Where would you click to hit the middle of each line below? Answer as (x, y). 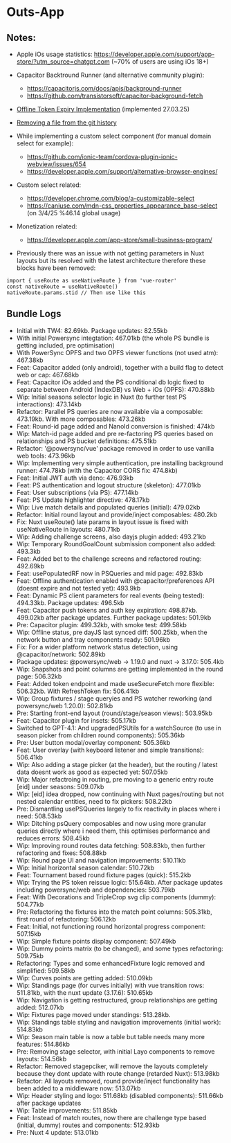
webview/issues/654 (57, 164)
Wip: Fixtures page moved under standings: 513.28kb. (93, 1014)
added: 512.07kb (40, 1007)
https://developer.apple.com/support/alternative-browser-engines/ (122, 171)
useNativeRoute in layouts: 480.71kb (68, 529)
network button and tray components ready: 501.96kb (93, 639)
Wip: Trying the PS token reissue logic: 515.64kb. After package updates (120, 882)
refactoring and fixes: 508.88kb (62, 853)
